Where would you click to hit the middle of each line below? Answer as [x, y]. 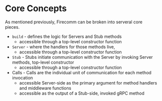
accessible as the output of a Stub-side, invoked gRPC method [82, 93]
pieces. [12, 27]
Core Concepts [36, 8]
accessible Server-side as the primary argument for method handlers [88, 83]
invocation [22, 78]
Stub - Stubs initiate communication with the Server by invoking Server [82, 57]
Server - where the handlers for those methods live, [63, 47]
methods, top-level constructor [43, 62]
